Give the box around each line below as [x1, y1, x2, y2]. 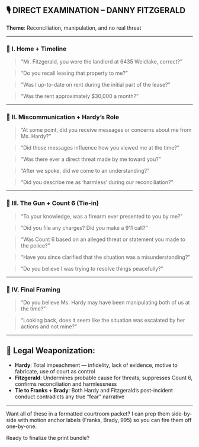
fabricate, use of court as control [14, 367, 95, 375]
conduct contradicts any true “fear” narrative [14, 393, 125, 400]
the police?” [20, 242, 50, 249]
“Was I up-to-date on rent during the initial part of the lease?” [20, 81, 171, 88]
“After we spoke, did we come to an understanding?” [20, 167, 150, 175]
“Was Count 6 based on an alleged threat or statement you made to [20, 236, 185, 243]
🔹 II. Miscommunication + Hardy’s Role [6, 113, 120, 121]
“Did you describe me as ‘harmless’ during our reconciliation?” [20, 179, 174, 186]
